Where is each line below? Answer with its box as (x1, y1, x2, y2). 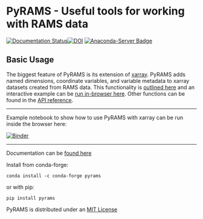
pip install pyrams (6, 195, 56, 201)
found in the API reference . (6, 96, 74, 103)
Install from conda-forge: (6, 161, 68, 168)
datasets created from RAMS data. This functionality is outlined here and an (6, 83, 195, 91)
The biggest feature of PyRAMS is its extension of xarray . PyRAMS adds (6, 71, 186, 78)
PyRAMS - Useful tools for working (6, 4, 185, 18)
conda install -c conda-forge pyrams (6, 172, 101, 179)
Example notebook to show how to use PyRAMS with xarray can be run (6, 114, 184, 121)
